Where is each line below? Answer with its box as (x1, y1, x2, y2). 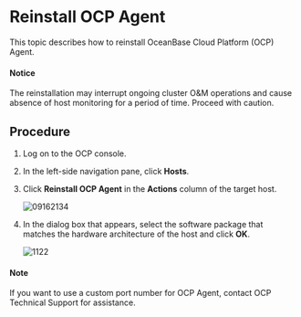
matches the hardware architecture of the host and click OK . (22, 228, 251, 239)
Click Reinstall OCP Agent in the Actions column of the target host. (22, 183, 277, 194)
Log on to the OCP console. (22, 148, 127, 159)
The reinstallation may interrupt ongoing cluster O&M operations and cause (9, 88, 293, 99)
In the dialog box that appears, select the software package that (22, 218, 264, 229)
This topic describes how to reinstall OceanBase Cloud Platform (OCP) (9, 37, 275, 48)
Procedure (9, 123, 71, 139)
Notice (9, 67, 36, 79)
